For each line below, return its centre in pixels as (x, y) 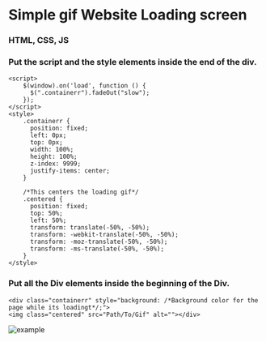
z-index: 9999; (55, 164)
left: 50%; (48, 220)
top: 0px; (46, 143)
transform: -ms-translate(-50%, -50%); (97, 249)
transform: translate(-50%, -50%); (90, 228)
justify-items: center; (70, 171)
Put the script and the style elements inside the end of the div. (133, 62)
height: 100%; (54, 157)
